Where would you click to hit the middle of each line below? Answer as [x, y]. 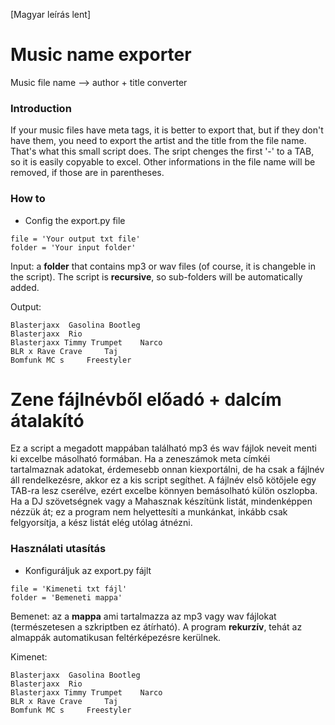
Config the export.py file [75, 220]
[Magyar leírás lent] [50, 14]
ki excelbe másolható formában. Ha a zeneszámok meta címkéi [140, 459]
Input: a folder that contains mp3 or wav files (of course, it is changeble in [163, 266]
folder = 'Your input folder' [73, 247]
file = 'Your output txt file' [75, 239]
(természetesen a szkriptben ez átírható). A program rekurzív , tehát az [156, 626]
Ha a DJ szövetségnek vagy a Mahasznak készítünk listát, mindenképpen [161, 501]
